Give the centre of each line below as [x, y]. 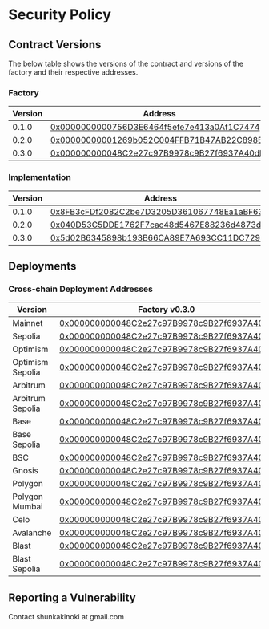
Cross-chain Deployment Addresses [81, 289]
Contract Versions [55, 45]
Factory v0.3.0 [167, 310]
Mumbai [28, 507]
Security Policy [60, 15]
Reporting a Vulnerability [72, 597]
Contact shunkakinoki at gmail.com [66, 617]
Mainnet [28, 323]
